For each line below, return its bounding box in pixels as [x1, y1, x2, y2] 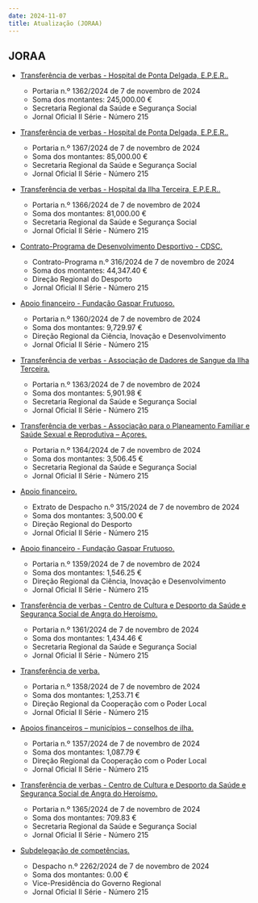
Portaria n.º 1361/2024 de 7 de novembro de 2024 [31, 625, 199, 634]
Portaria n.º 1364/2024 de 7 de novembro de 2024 [31, 445, 202, 455]
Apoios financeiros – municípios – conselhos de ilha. [19, 723, 194, 733]
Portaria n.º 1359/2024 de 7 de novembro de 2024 [31, 559, 201, 569]
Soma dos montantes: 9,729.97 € [31, 323, 143, 332]
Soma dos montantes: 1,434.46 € [31, 633, 144, 643]
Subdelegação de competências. [19, 846, 131, 855]
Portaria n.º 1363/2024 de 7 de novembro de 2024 [31, 380, 201, 390]
